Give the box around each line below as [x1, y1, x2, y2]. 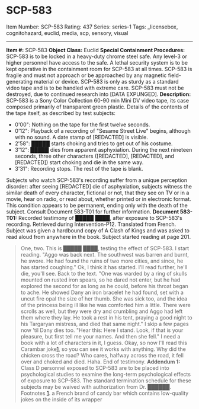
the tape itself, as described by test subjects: [6, 109, 115, 116]
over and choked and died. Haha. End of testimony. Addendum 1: [20, 358, 181, 365]
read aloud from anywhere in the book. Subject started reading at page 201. [6, 233, 191, 240]
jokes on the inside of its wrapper [20, 395, 102, 403]
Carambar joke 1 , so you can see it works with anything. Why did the [20, 345, 187, 353]
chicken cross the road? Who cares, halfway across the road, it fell [20, 352, 184, 359]
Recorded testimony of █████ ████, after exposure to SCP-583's [18, 214, 182, 221]
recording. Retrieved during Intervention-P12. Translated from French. [6, 221, 176, 228]
